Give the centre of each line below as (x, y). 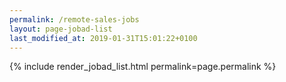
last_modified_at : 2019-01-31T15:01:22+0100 (103, 38)
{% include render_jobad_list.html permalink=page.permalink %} (143, 67)
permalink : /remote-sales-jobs (74, 19)
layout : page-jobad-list (61, 29)
